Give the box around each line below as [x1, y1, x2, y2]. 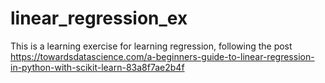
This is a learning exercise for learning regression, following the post [10, 40, 293, 52]
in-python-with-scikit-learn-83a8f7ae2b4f [10, 61, 185, 73]
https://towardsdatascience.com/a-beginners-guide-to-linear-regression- [10, 50, 315, 62]
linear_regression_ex [10, 7, 188, 30]
